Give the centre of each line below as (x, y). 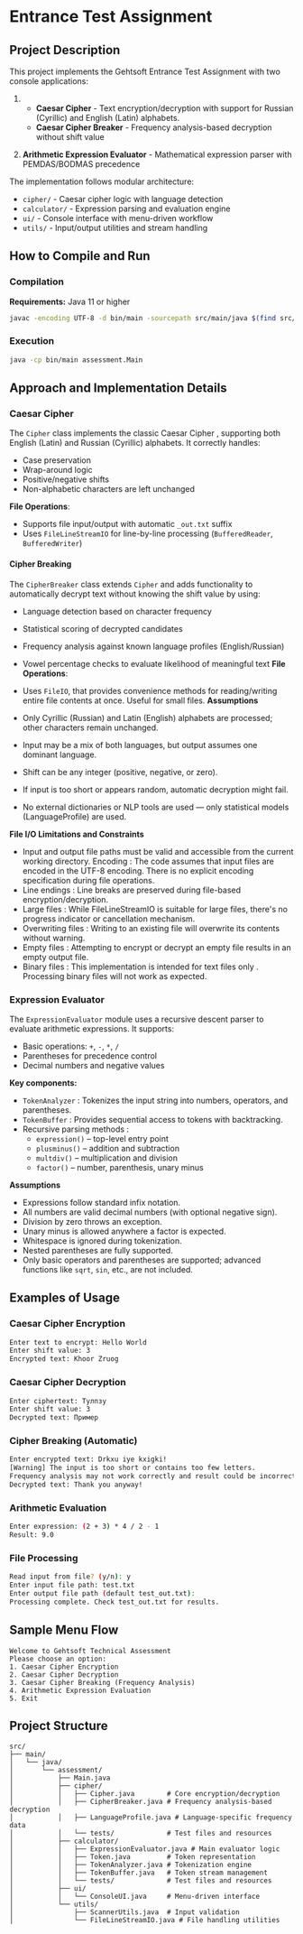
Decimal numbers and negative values (93, 1065)
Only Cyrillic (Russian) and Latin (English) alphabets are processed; (147, 717)
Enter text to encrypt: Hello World (78, 1342)
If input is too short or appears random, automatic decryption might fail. (155, 789)
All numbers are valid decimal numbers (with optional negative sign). (150, 1212)
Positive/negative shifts (66, 479)
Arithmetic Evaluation (58, 1507)
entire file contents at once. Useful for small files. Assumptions (140, 700)
